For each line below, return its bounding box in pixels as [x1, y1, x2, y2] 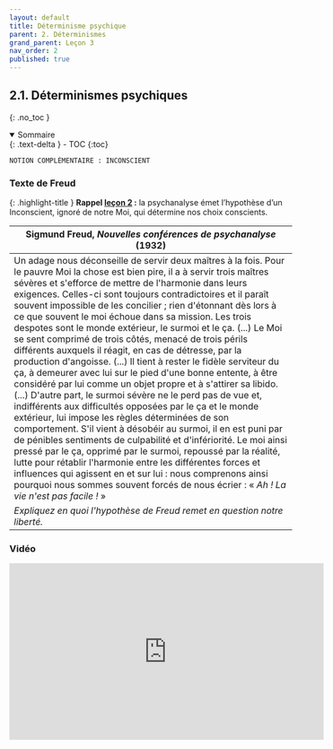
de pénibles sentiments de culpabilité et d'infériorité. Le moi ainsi [13, 434, 287, 447]
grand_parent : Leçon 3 [9, 38, 94, 48]
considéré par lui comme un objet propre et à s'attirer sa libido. [13, 378, 278, 390]
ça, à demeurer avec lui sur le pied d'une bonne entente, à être [13, 367, 278, 379]
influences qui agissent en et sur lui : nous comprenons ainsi [13, 467, 268, 480]
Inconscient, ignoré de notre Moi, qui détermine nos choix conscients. [9, 207, 268, 218]
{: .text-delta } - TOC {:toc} [9, 138, 110, 149]
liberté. [13, 516, 43, 528]
